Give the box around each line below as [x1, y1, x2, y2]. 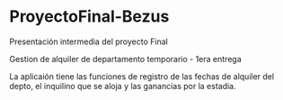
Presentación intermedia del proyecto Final [9, 36, 168, 47]
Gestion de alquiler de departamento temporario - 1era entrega [9, 53, 243, 64]
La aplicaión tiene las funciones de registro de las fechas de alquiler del [9, 70, 275, 82]
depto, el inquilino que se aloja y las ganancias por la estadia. [9, 80, 236, 91]
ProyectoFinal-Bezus [9, 6, 170, 27]
